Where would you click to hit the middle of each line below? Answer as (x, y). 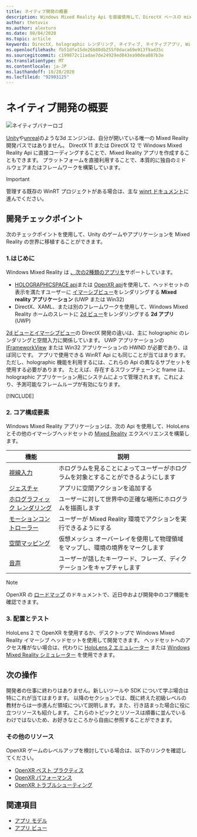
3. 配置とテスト (28, 619)
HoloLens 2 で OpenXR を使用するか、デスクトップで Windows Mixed (90, 632)
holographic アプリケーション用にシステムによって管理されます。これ (90, 377)
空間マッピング (30, 543)
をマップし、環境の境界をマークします (111, 548)
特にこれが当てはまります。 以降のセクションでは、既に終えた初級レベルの (96, 698)
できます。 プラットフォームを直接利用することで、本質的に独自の (96, 160)
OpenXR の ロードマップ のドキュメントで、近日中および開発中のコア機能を (98, 595)
